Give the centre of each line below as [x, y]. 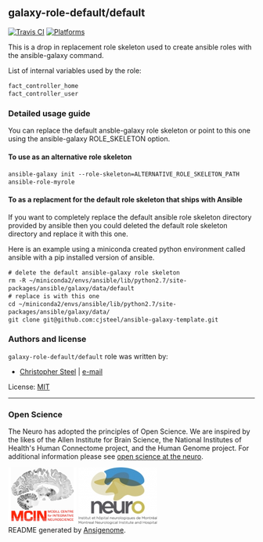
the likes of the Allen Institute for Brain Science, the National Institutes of [125, 440]
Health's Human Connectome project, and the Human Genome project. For [128, 448]
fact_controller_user [43, 93]
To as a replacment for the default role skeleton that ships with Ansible [125, 199]
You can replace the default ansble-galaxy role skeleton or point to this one [129, 131]
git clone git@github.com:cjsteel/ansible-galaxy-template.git [113, 320]
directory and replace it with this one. [68, 234]
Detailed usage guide [49, 113]
